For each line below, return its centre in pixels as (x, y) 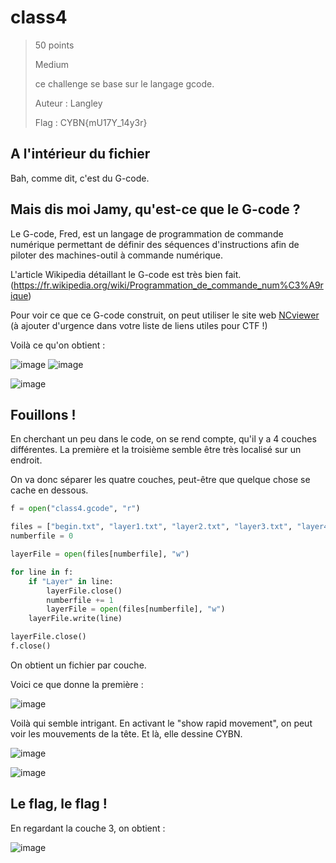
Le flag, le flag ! (59, 804)
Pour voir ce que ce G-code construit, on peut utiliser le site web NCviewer (165, 315)
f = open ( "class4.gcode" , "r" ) (75, 509)
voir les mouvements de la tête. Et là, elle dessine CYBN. (126, 733)
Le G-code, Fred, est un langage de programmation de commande (147, 233)
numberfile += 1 (80, 600)
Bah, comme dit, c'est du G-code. (80, 178)
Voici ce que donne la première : (77, 684)
